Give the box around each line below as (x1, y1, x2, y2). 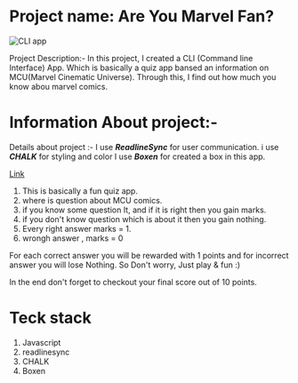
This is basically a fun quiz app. (21, 185, 138, 196)
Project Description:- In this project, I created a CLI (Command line (9, 52, 254, 63)
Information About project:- (9, 113, 218, 132)
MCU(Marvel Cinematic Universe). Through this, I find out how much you (9, 71, 277, 82)
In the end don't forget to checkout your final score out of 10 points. (9, 276, 258, 287)
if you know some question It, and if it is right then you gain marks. (21, 204, 267, 215)
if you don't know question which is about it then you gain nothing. (21, 213, 267, 224)
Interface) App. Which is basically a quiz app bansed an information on (9, 62, 270, 73)
